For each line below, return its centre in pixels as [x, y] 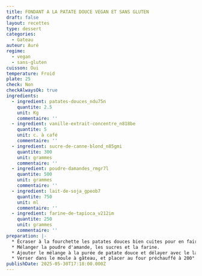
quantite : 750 [35, 196]
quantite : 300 [35, 152]
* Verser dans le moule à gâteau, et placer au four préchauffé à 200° [103, 259]
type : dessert [24, 29]
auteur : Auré [23, 46]
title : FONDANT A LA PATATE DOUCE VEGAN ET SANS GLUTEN [78, 12]
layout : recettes [28, 23]
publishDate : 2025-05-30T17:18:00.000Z [56, 264]
